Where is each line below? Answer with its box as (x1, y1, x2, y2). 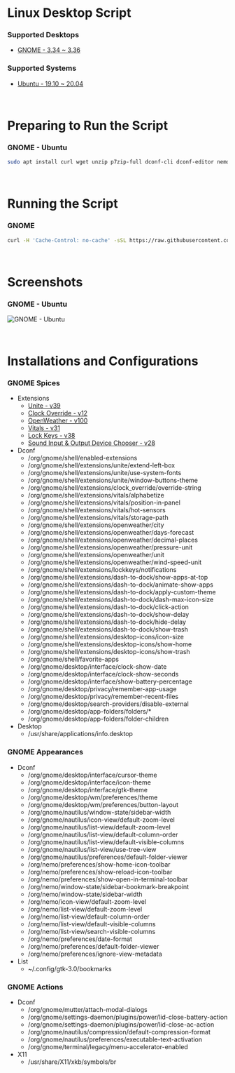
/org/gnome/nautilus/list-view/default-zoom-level (27, 822, 171, 831)
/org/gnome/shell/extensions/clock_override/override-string (27, 484, 201, 492)
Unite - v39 (27, 401, 61, 410)
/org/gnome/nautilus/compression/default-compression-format (27, 1028, 211, 1037)
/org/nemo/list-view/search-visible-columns (27, 927, 156, 935)
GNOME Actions (7, 982, 64, 992)
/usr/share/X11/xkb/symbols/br (27, 1058, 117, 1066)
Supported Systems (7, 63, 77, 73)
